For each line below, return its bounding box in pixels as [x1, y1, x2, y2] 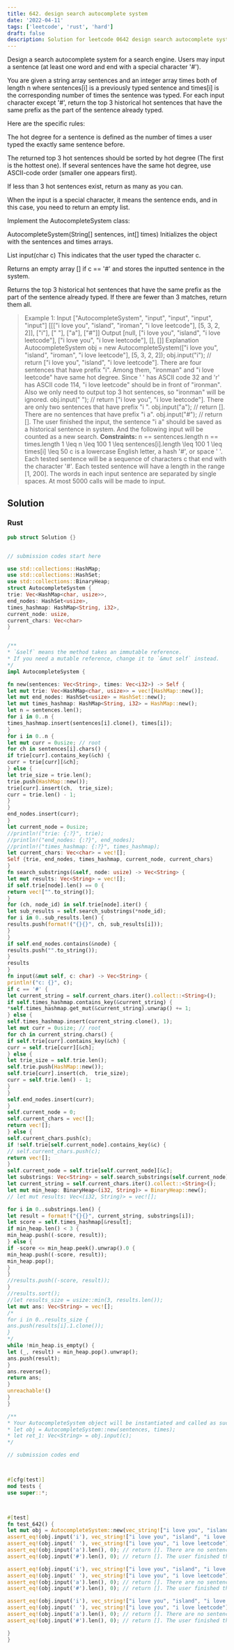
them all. [7, 301, 32, 309]
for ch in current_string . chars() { [7, 1030, 114, 1038]
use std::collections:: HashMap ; [7, 565, 101, 572]
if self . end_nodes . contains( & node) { [7, 940, 117, 947]
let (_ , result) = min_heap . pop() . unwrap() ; [7, 1348, 139, 1356]
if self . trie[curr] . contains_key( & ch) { [7, 1037, 127, 1044]
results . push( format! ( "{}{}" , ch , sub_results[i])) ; [7, 921, 164, 928]
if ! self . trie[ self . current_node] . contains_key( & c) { [7, 1141, 167, 1148]
